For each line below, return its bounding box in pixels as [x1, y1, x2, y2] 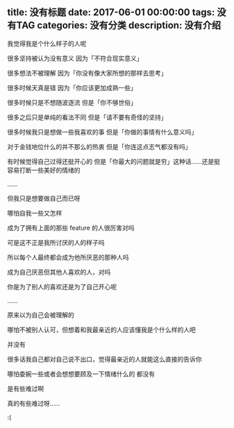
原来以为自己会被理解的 [7, 311, 74, 319]
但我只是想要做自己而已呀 [7, 194, 81, 203]
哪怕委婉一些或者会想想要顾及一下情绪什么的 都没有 [7, 370, 155, 378]
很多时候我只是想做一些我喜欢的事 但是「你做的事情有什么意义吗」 [7, 128, 198, 136]
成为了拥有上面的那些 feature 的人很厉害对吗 [7, 223, 135, 232]
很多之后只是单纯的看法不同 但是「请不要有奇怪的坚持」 [7, 113, 167, 121]
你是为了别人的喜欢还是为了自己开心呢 [7, 282, 117, 291]
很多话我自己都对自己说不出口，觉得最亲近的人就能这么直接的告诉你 [7, 354, 202, 363]
